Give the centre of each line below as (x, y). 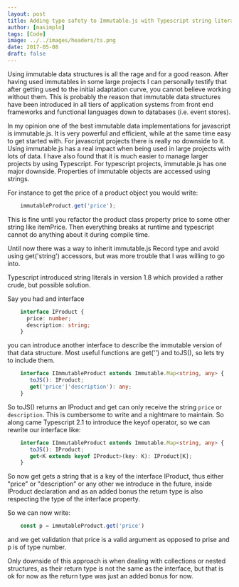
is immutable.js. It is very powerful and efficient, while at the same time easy (119, 133)
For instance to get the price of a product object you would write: (103, 193)
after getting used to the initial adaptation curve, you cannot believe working (119, 89)
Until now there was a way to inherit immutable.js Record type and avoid (113, 248)
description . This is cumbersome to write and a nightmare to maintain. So (116, 414)
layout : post (27, 14)
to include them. (31, 360)
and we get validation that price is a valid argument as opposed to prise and (118, 540)
